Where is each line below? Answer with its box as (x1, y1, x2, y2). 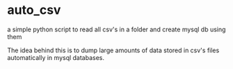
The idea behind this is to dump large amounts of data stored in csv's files (7, 46, 220, 54)
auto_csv (7, 2, 61, 18)
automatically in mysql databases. (7, 53, 105, 61)
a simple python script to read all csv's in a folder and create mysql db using (7, 25, 226, 33)
